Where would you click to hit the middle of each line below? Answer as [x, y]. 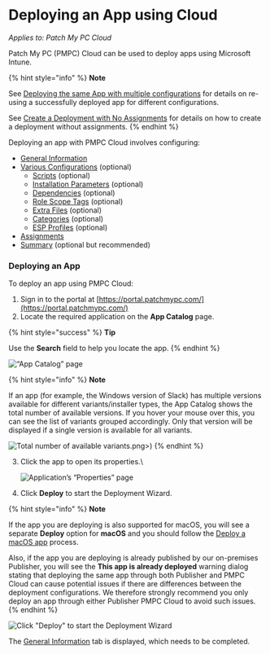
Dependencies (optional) [74, 192]
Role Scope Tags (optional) [78, 201]
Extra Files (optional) [67, 210]
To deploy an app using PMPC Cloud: [71, 283]
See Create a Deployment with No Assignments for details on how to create [135, 118]
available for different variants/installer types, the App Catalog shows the [131, 404]
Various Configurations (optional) [76, 167]
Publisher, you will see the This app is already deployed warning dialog [128, 567]
